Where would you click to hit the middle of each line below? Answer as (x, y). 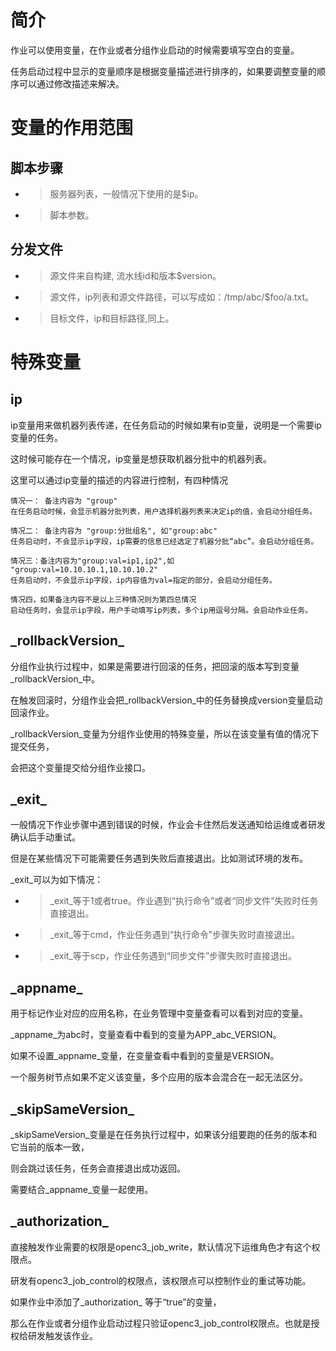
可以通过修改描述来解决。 (71, 83)
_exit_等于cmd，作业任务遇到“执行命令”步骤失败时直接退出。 (174, 935)
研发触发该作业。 (62, 1335)
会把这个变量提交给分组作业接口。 (80, 767)
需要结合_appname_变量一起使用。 (82, 1189)
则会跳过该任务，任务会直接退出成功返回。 (98, 1168)
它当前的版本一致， (50, 1147)
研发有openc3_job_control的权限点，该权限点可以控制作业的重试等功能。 (161, 1280)
